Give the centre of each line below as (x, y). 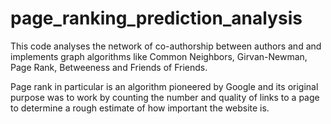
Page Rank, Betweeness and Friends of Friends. (109, 67)
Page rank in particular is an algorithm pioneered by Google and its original (164, 86)
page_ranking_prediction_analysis (156, 18)
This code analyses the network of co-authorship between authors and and (166, 46)
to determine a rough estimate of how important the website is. (140, 108)
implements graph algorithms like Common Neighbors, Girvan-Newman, (159, 56)
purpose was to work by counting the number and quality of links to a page (165, 97)
